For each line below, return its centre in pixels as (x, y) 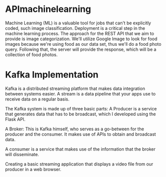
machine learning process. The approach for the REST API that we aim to (80, 33)
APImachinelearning (48, 9)
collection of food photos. (31, 54)
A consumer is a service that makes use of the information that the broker (80, 149)
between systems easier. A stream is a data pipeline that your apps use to (81, 93)
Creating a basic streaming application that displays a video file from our (79, 164)
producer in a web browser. (33, 169)
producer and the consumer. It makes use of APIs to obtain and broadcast (81, 134)
